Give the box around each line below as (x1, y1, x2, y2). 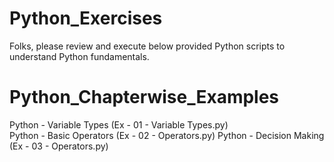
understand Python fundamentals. (9, 50, 150, 62)
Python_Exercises (9, 7, 163, 30)
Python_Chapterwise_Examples (9, 86, 280, 109)
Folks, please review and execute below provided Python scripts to (9, 40, 286, 52)
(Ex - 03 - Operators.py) (9, 140, 109, 152)
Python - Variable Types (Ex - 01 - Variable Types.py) (9, 118, 229, 131)
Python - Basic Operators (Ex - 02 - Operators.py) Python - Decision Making (9, 129, 325, 141)
